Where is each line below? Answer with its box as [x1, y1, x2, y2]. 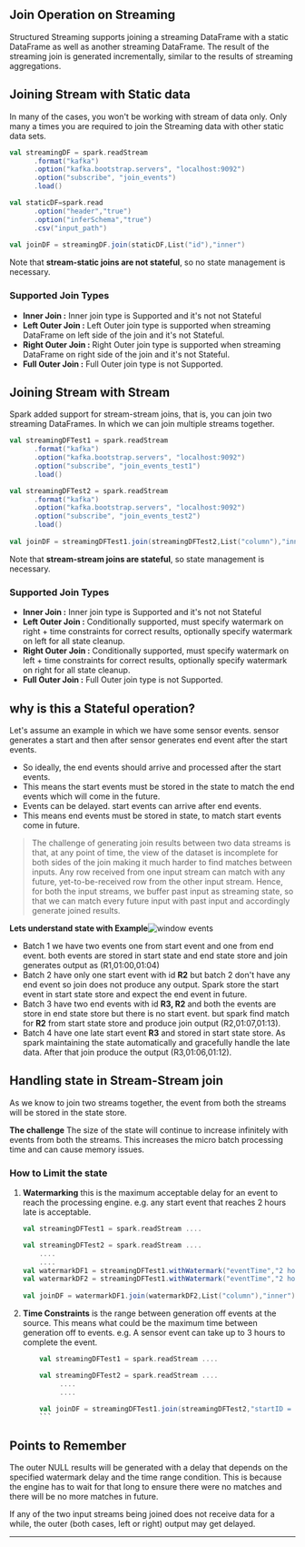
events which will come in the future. [22, 791, 161, 802]
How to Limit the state [9, 1167, 108, 1179]
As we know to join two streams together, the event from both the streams [9, 1097, 287, 1108]
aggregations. [9, 60, 62, 71]
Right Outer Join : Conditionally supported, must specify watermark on [22, 645, 289, 656]
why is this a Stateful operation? [9, 701, 196, 716]
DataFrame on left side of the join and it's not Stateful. [22, 329, 225, 340]
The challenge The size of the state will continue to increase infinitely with [9, 1124, 289, 1136]
